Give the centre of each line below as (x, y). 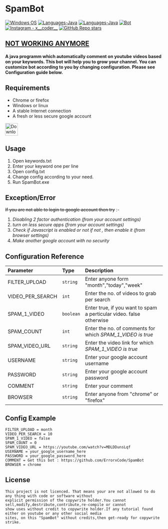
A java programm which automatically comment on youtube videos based (83, 56)
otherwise (96, 320)
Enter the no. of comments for (120, 328)
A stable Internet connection (42, 111)
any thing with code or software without (49, 496)
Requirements (27, 88)
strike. (13, 522)
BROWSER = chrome (23, 464)
